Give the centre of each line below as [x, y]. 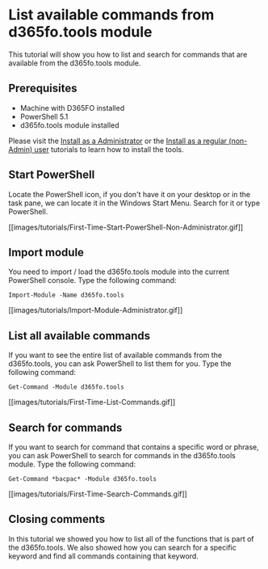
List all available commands [80, 336]
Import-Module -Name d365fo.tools [67, 295]
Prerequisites [43, 89]
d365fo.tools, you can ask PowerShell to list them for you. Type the [120, 364]
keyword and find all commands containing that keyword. [104, 556]
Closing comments [57, 519]
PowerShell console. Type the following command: [92, 280]
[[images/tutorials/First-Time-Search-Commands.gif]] [98, 494]
